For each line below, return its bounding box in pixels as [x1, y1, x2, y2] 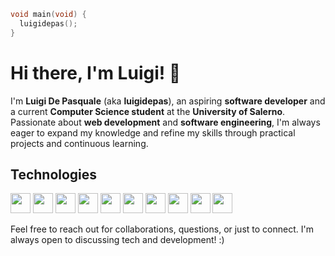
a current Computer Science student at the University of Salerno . [10, 105, 286, 117]
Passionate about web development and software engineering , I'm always [10, 116, 321, 128]
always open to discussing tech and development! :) [10, 234, 225, 246]
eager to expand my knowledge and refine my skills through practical [10, 126, 296, 139]
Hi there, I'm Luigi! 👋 [10, 61, 182, 84]
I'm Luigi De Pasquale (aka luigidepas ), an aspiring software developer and [10, 95, 326, 107]
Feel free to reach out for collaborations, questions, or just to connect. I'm [10, 223, 314, 235]
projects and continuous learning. [10, 137, 149, 149]
